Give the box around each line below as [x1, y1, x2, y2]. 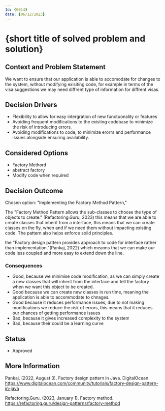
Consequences [5, 262, 43, 269]
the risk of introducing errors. [12, 124, 72, 130]
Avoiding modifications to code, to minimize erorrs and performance [12, 129, 151, 135]
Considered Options [5, 148, 68, 157]
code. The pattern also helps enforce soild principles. [5, 230, 114, 236]
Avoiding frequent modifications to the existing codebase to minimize [12, 119, 153, 125]
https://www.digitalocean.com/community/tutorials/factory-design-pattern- [5, 380, 159, 386]
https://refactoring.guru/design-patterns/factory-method [5, 400, 120, 406]
